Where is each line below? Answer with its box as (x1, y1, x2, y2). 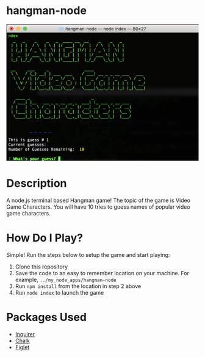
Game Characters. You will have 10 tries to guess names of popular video (6, 203, 190, 211)
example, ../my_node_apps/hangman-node (15, 276, 117, 283)
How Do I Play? (6, 231, 84, 245)
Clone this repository (15, 263, 68, 270)
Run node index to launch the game (15, 289, 104, 296)
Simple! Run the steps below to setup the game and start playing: (6, 251, 170, 258)
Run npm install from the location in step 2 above (15, 282, 142, 290)
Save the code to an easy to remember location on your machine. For (15, 269, 189, 276)
